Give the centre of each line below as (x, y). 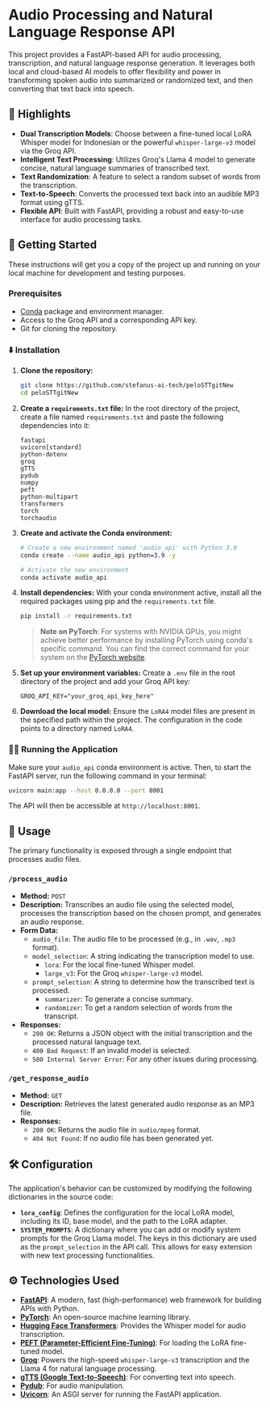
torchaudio (38, 518)
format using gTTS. (52, 202)
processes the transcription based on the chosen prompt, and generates (141, 913)
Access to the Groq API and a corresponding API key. (108, 320)
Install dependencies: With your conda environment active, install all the (141, 593)
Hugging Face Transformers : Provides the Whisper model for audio (133, 1325)
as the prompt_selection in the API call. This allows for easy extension (136, 1246)
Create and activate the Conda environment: (96, 533)
